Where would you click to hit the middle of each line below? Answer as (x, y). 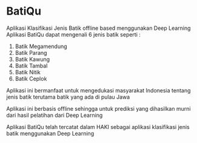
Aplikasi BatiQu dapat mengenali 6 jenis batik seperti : (74, 34)
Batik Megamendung (41, 46)
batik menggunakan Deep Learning (50, 133)
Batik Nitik (28, 72)
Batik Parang (31, 52)
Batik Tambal (31, 66)
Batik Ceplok (31, 78)
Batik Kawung (32, 59)
